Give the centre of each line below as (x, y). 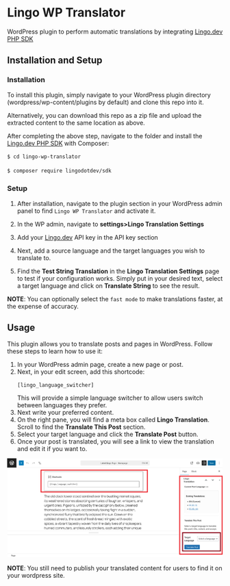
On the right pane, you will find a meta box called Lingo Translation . (113, 420)
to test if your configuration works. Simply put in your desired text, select (120, 278)
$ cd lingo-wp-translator (44, 156)
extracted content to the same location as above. (76, 123)
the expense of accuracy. (43, 306)
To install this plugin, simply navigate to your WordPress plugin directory (109, 94)
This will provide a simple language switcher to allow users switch (110, 398)
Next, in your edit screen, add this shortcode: (81, 372)
